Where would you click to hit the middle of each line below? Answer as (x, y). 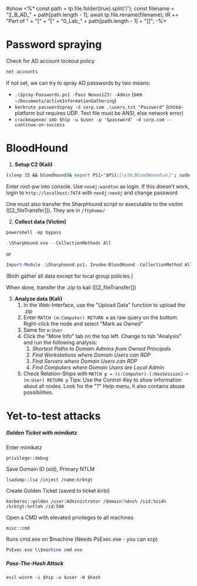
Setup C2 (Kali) (33, 164)
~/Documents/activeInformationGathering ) (65, 100)
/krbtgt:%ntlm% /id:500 (35, 507)
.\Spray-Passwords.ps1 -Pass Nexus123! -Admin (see (78, 94)
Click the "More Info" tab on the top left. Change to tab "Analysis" (102, 336)
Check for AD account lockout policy (50, 60)
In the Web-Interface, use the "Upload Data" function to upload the (104, 305)
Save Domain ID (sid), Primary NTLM (50, 469)
